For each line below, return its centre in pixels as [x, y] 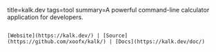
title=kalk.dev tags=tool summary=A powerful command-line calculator [108, 10]
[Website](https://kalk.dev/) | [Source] [68, 36]
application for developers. [46, 17]
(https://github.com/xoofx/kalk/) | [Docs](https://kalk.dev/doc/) [106, 42]
